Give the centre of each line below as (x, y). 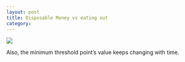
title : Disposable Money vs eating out (57, 18)
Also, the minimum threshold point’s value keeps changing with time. (93, 52)
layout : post (23, 12)
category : (19, 23)
